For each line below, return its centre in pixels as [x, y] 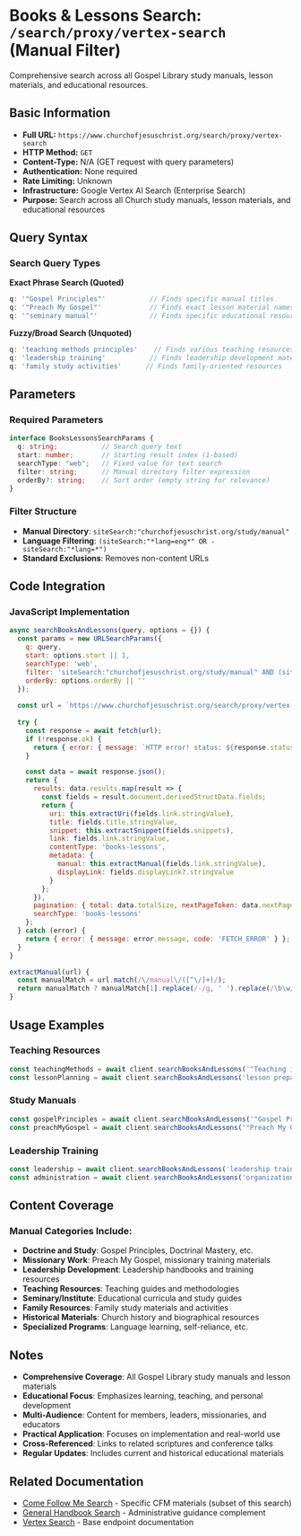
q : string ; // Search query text [99, 447]
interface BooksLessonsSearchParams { [82, 438]
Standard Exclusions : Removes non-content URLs [115, 558]
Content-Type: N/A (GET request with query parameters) [128, 162]
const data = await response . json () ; [96, 772]
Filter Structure [43, 511]
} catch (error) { [52, 931]
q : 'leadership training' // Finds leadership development [142, 358]
